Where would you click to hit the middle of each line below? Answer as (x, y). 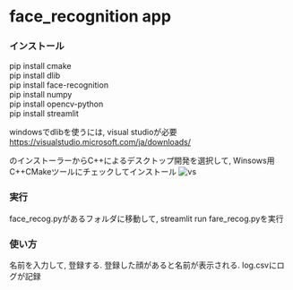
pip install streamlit (44, 114)
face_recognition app (90, 17)
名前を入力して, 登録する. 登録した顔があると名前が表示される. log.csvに (143, 265)
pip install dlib (35, 76)
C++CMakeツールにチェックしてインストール (93, 172)
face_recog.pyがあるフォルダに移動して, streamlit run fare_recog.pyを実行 (146, 218)
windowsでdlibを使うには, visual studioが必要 (93, 132)
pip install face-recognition (59, 85)
